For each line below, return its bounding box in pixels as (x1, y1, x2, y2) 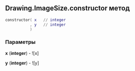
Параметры (5, 39, 36, 46)
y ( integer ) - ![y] (5, 60, 39, 66)
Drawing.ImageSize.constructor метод (5, 4, 130, 13)
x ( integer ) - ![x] (5, 50, 39, 56)
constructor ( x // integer (5, 17, 66, 22)
